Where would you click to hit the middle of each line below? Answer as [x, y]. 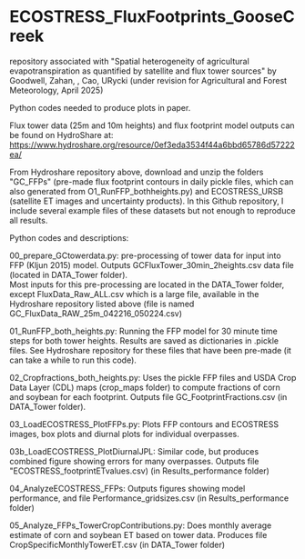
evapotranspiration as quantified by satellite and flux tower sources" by [143, 71]
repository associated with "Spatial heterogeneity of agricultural [130, 61]
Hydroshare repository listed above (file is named [102, 304]
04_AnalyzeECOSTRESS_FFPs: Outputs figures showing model [127, 488]
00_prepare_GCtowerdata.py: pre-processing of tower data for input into [145, 255]
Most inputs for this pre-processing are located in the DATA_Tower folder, [147, 284]
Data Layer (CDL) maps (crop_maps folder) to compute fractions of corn [145, 387]
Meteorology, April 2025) [56, 90]
